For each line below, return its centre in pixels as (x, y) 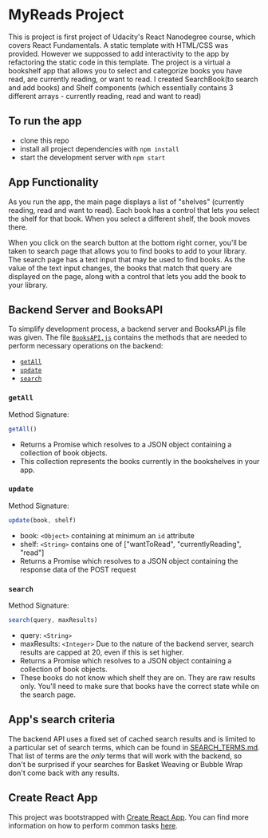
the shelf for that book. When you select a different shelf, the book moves (129, 218)
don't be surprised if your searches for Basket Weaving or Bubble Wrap (126, 764)
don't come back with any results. (64, 773)
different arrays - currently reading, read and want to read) (105, 96)
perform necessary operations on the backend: (86, 346)
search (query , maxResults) (53, 620)
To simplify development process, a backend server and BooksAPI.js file (127, 329)
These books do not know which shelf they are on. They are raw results (138, 677)
